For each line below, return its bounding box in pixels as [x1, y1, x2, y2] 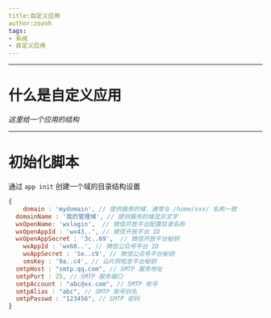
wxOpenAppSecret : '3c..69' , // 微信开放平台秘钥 [15, 235, 180, 243]
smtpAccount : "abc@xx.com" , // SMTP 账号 [15, 279, 158, 288]
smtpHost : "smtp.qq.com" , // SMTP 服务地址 [15, 265, 163, 273]
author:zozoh [8, 19, 52, 27]
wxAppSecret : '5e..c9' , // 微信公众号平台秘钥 [23, 250, 175, 258]
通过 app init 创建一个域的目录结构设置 [8, 182, 141, 191]
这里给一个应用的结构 [8, 114, 79, 125]
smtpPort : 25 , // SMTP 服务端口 [15, 272, 123, 280]
